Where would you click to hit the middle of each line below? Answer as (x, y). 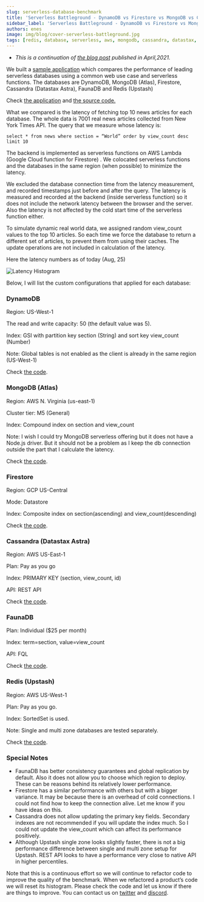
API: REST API (24, 590)
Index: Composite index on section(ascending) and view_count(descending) (101, 513)
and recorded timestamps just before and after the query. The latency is (96, 190)
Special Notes (27, 758)
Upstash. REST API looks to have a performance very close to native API (105, 855)
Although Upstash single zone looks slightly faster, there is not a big (100, 842)
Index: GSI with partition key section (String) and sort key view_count (93, 336)
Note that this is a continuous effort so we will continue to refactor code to (99, 873)
